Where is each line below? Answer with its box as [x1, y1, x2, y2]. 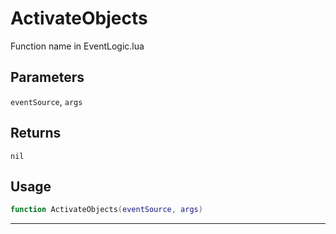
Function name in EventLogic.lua [10, 40, 145, 52]
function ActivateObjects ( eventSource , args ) [10, 205, 203, 215]
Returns [10, 125, 62, 142]
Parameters [10, 69, 85, 86]
